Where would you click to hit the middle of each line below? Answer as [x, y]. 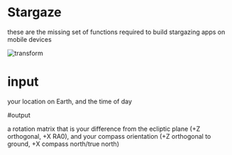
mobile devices [29, 39]
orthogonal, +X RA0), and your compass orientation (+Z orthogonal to [109, 136]
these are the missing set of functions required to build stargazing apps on [116, 32]
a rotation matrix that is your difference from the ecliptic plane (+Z [104, 129]
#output [19, 115]
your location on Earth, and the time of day [70, 101]
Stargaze [34, 12]
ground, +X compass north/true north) [63, 144]
